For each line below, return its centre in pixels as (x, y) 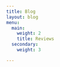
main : (18, 28)
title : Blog (21, 11)
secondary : (25, 45)
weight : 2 (29, 33)
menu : (13, 22)
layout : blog (22, 17)
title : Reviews (36, 39)
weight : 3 (29, 50)
